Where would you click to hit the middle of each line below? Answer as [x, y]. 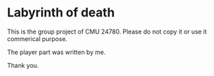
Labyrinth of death [61, 13]
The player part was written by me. [57, 52]
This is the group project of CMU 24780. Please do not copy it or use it [107, 31]
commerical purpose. [37, 38]
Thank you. [23, 65]
